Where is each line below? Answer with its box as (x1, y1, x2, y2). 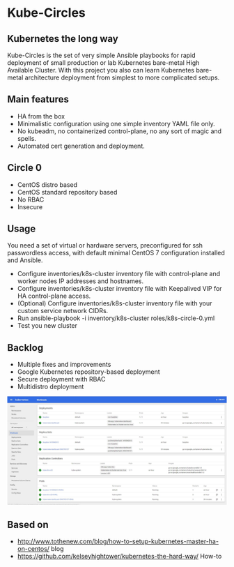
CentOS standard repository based (17, 188, 118, 196)
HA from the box (17, 112, 65, 120)
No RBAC (17, 195, 45, 204)
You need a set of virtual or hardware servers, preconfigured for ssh (7, 241, 203, 250)
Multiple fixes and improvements (17, 361, 111, 369)
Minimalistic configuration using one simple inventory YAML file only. (17, 119, 215, 128)
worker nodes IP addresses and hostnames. (17, 277, 144, 285)
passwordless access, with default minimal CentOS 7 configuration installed (7, 249, 225, 257)
